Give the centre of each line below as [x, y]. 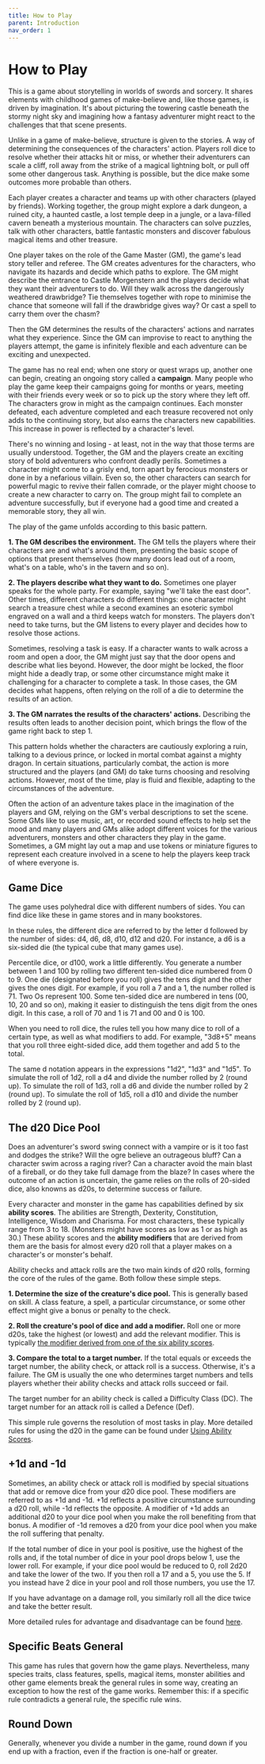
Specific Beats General [66, 1646]
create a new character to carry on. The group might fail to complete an [125, 495]
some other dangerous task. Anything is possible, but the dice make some [129, 174]
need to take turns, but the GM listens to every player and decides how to [128, 625]
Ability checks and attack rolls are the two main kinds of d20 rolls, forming [129, 1270]
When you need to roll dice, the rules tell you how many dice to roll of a [124, 1028]
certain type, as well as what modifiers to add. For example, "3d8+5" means [132, 1037]
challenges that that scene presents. [68, 125]
